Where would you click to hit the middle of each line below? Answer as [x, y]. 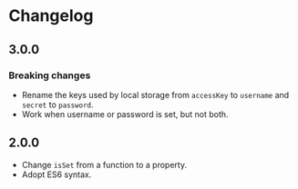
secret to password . [57, 104]
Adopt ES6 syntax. [57, 174]
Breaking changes [50, 75]
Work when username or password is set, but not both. [125, 114]
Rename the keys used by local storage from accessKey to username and [155, 94]
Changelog [51, 16]
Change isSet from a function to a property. [104, 164]
